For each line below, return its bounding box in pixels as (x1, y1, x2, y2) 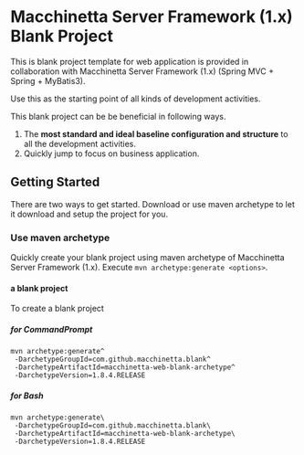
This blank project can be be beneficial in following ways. (10, 111, 226, 122)
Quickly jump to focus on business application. (23, 148, 200, 159)
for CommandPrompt (10, 323, 93, 334)
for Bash (10, 390, 44, 401)
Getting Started (10, 175, 100, 190)
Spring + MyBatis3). (10, 75, 86, 86)
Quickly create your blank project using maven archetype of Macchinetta (10, 252, 286, 263)
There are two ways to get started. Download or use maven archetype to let (10, 198, 295, 209)
